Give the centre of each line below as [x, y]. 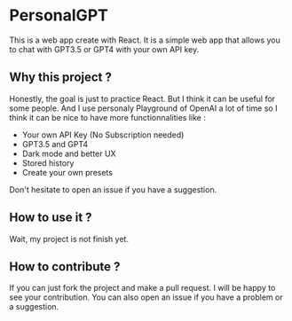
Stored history [48, 163]
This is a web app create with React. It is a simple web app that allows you [145, 40]
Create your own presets [67, 172]
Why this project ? [61, 78]
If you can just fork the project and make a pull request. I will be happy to [142, 288]
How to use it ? [51, 218]
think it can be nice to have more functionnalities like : [107, 117]
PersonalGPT [59, 16]
